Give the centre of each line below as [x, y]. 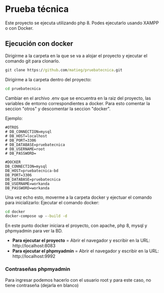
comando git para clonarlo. [33, 61]
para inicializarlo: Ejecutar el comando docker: [52, 202]
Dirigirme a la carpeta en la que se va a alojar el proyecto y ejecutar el [76, 56]
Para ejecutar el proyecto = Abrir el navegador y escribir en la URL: [81, 240]
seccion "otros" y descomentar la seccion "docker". [58, 109]
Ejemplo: [14, 118]
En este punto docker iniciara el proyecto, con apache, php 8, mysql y [76, 226]
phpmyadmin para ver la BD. [34, 231]
